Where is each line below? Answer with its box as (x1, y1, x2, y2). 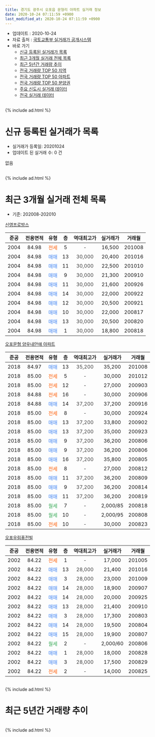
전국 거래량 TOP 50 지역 (19, 68, 66, 74)
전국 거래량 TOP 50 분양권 (19, 80, 70, 86)
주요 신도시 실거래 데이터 (19, 86, 67, 92)
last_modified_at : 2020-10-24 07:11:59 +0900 (5, 16, 100, 21)
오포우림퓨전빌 (5, 535, 33, 541)
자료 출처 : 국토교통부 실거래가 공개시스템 (12, 37, 92, 42)
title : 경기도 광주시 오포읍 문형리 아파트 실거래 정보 (5, 7, 101, 12)
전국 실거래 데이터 (19, 92, 54, 98)
